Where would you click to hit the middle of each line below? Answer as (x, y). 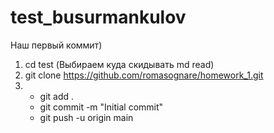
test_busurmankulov (98, 17)
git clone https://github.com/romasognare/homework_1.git (144, 75)
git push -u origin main (86, 117)
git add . (57, 96)
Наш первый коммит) (56, 45)
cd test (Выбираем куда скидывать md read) (119, 64)
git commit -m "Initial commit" (101, 107)
